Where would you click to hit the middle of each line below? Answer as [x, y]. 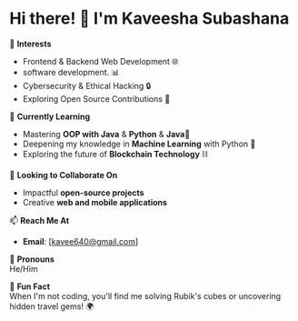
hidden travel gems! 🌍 [52, 306]
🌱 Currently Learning [50, 116]
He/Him [24, 268]
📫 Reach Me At [40, 220]
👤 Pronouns [32, 259]
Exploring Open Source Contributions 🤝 [96, 98]
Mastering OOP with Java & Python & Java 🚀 [106, 134]
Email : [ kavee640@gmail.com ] [80, 241]
